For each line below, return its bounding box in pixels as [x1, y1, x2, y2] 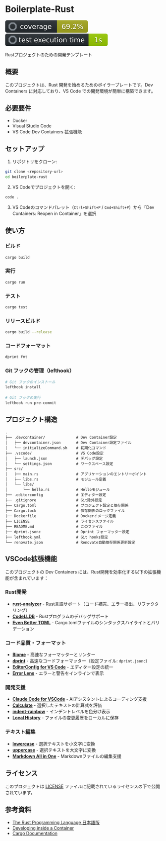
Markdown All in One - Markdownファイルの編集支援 [12, 753, 121, 759]
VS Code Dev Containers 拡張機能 [12, 128, 82, 135]
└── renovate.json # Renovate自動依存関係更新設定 [5, 540, 135, 545]
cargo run [5, 280, 26, 284]
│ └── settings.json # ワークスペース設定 [5, 461, 113, 466]
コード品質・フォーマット [5, 639, 66, 646]
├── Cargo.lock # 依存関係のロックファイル [5, 508, 125, 513]
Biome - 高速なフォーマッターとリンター [12, 652, 96, 657]
